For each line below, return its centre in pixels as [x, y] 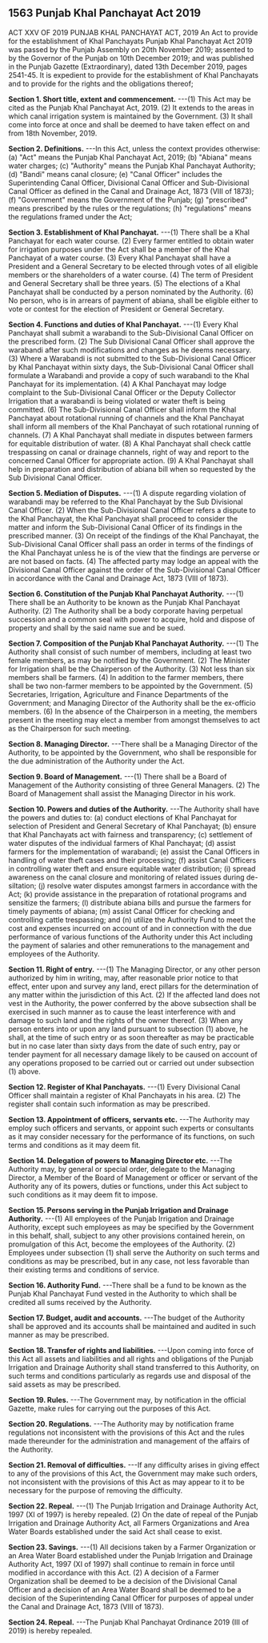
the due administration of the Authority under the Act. [97, 761]
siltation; [22, 885]
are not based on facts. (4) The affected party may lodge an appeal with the [133, 561]
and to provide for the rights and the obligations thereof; [101, 83]
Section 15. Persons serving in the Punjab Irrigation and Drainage [119, 1210]
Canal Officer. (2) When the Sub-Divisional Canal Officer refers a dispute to [132, 510]
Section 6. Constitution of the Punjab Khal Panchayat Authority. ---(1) [126, 594]
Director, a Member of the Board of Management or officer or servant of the [133, 1178]
